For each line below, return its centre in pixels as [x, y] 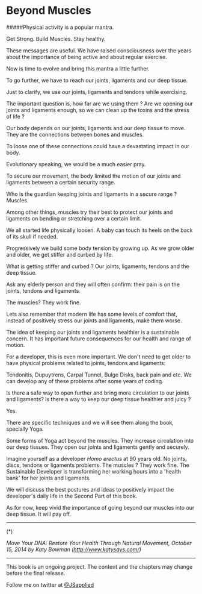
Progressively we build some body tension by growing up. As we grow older [100, 248]
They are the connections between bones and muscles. [75, 134]
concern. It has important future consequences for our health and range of [99, 339]
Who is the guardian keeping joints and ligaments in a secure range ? [92, 194]
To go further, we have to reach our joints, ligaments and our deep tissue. [97, 80]
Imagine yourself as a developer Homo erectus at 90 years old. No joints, [97, 458]
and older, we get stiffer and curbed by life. [60, 254]
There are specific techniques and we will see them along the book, [90, 422]
